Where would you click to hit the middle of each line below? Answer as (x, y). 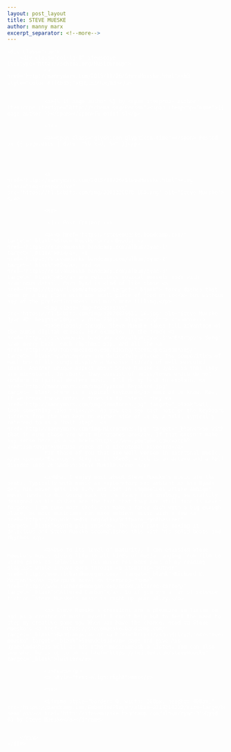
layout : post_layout (37, 14)
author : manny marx (35, 26)
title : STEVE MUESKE (37, 20)
